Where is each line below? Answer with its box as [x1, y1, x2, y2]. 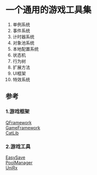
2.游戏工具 [5, 143, 31, 150]
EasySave [5, 154, 25, 160]
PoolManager [5, 159, 33, 165]
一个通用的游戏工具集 [5, 4, 92, 16]
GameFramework [5, 125, 41, 131]
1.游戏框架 [5, 108, 30, 115]
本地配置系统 [12, 46, 39, 52]
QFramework [5, 119, 32, 125]
